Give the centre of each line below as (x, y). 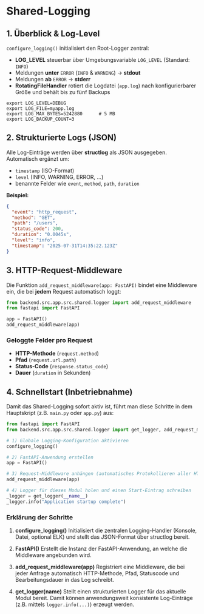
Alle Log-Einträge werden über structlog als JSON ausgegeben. (87, 152)
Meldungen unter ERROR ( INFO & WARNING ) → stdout (78, 73)
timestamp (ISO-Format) (45, 170)
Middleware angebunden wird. (53, 555)
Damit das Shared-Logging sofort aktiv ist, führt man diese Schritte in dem (99, 407)
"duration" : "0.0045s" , (42, 235)
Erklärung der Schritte (40, 517)
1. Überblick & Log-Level (53, 34)
